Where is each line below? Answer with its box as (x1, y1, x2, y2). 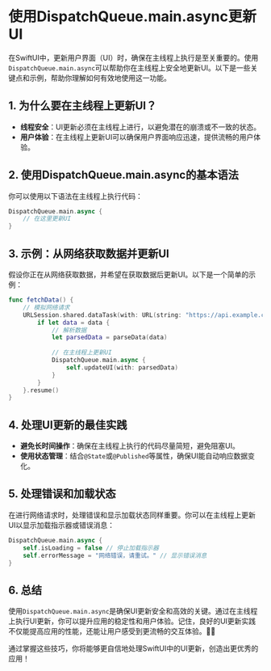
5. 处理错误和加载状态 (8, 487, 116, 501)
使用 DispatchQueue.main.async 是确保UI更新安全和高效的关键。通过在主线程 (8, 606, 258, 616)
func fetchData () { (8, 296, 74, 304)
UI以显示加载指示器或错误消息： (8, 520, 115, 530)
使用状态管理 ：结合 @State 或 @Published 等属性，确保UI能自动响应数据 (19, 451, 248, 461)
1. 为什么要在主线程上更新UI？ (8, 99, 157, 113)
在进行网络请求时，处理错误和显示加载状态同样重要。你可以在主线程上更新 (8, 510, 256, 520)
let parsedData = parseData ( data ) (51, 333, 168, 342)
